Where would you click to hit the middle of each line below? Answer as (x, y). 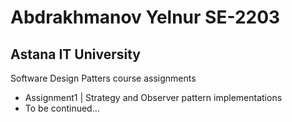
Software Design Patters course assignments (103, 78)
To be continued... (62, 108)
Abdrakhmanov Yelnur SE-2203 (145, 17)
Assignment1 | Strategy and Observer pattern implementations (153, 97)
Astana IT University (75, 54)
